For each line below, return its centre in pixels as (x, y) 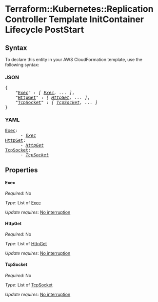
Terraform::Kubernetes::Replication (79, 9)
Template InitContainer (96, 19)
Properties (21, 170)
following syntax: (22, 65)
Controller (26, 19)
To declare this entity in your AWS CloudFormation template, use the (74, 59)
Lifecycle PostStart (45, 30)
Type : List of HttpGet (26, 244)
